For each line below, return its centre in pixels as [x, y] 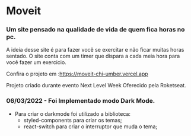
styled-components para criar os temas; [73, 120]
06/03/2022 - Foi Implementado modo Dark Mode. [81, 101]
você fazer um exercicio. [36, 62]
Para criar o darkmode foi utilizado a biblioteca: [72, 113]
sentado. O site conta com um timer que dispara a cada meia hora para [93, 56]
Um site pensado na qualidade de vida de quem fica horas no [95, 30]
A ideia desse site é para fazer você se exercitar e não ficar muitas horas [95, 50]
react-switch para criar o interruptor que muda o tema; [90, 126]
